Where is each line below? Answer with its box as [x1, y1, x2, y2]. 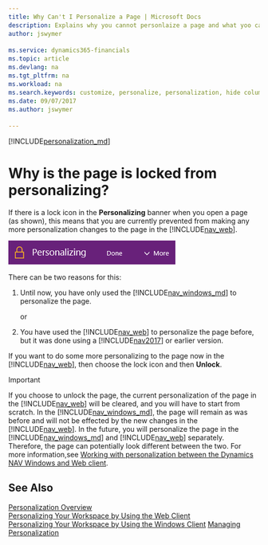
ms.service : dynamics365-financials [8, 46, 130, 55]
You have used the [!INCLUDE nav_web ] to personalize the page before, [19, 327, 254, 337]
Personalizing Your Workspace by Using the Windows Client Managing [8, 519, 241, 529]
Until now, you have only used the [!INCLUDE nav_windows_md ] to [19, 288, 237, 298]
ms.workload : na [8, 80, 62, 88]
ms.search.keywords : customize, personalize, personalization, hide [8, 88, 241, 96]
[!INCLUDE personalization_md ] [8, 136, 111, 147]
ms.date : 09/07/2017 [8, 96, 77, 105]
